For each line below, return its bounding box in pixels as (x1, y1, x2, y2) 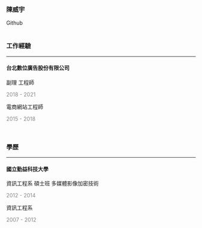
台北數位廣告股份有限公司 (6, 64, 70, 71)
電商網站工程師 (6, 103, 43, 110)
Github (6, 19, 23, 26)
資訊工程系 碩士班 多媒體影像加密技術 (6, 180, 99, 187)
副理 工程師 (6, 79, 34, 86)
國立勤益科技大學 (6, 165, 49, 172)
